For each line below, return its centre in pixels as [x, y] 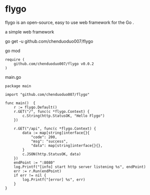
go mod [13, 51]
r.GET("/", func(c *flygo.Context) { [52, 111]
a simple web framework [30, 32]
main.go [13, 77]
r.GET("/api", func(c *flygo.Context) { [55, 128]
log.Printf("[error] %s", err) [54, 179]
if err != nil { [30, 175]
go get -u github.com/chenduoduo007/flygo [49, 41]
